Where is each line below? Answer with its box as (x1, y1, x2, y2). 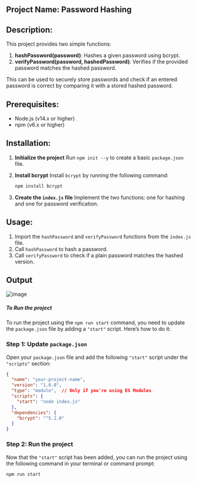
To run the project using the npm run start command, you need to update (6, 319, 185, 327)
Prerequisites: (6, 99, 59, 109)
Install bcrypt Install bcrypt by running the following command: (14, 171, 169, 179)
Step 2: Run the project (6, 440, 74, 448)
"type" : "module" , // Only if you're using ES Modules (11, 388, 152, 394)
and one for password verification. (14, 200, 98, 207)
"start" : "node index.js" (17, 399, 81, 404)
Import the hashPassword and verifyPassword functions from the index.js (14, 233, 192, 240)
